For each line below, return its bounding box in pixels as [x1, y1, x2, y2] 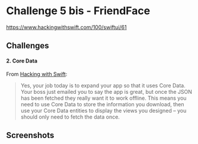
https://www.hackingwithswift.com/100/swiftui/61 [6, 24, 127, 31]
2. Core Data [6, 57, 37, 64]
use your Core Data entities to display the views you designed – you [20, 107, 187, 114]
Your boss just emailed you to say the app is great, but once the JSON [20, 88, 193, 95]
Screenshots [6, 130, 55, 140]
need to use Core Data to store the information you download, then [20, 100, 184, 107]
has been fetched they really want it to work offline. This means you [20, 94, 187, 102]
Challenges [6, 41, 49, 51]
